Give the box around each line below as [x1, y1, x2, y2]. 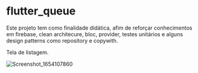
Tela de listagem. [6, 48, 49, 56]
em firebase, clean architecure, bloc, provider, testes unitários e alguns [6, 30, 183, 37]
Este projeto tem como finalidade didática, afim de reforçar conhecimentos [6, 24, 193, 31]
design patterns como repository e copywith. [6, 37, 118, 44]
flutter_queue [6, 4, 76, 18]
